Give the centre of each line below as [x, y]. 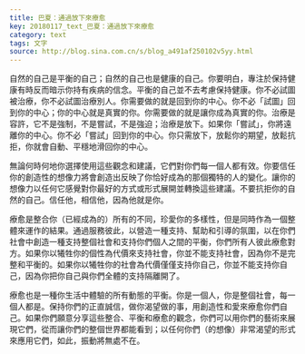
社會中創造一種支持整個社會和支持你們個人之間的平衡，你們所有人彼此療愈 [148, 242]
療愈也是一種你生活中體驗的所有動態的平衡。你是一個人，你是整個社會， [144, 295]
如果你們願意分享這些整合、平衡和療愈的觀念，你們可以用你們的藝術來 [156, 318]
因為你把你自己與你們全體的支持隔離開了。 [104, 276]
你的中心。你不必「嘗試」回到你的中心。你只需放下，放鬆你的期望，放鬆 [152, 135]
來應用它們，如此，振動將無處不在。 [77, 340]
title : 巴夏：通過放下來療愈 [58, 18]
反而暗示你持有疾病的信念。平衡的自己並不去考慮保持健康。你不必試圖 [164, 90]
